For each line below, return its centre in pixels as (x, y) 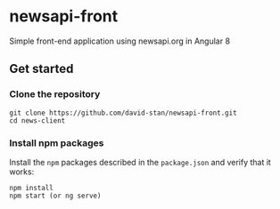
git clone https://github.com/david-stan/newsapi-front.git (124, 113)
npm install (31, 188)
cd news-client (37, 121)
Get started (41, 69)
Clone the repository (55, 94)
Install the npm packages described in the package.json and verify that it (140, 162)
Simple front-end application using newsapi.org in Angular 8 (119, 41)
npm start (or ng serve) (55, 196)
